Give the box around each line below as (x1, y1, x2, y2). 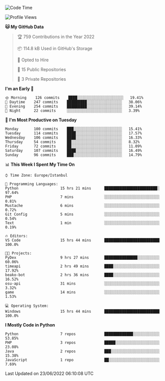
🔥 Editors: (5, 234, 28, 238)
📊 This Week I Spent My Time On (5, 161, 75, 167)
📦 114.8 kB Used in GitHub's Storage (17, 46, 93, 51)
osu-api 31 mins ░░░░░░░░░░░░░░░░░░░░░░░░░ (5, 281, 160, 286)
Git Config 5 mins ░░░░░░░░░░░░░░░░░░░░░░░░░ (5, 212, 160, 217)
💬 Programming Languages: (5, 182, 58, 187)
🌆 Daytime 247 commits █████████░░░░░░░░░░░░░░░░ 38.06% (5, 99, 142, 104)
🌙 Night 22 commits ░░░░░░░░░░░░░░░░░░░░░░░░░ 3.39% (5, 108, 140, 113)
